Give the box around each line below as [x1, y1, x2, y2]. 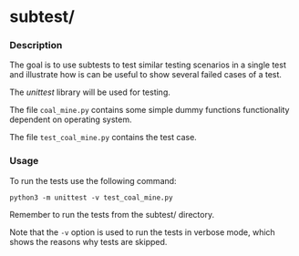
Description [9, 39, 63, 52]
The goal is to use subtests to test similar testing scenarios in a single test [9, 59, 287, 70]
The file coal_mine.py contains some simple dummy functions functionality [9, 105, 290, 116]
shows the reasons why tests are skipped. [9, 236, 168, 247]
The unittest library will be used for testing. [9, 87, 171, 97]
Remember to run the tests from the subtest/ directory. [9, 209, 215, 220]
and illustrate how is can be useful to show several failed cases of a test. [9, 69, 283, 80]
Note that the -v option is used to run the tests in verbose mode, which [9, 226, 275, 238]
